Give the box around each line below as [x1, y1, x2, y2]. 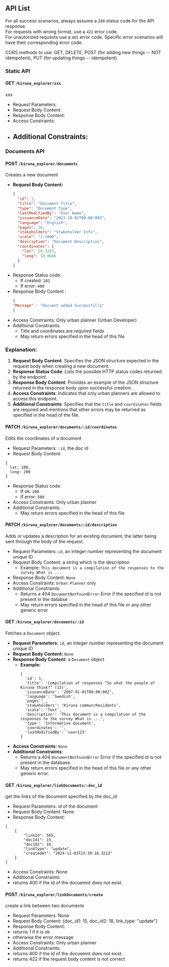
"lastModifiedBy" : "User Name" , [17, 211, 86, 216]
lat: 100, [10, 465, 31, 470]
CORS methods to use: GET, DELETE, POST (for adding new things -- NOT [5, 49, 161, 55]
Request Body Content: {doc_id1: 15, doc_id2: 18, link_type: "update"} [12, 918, 158, 924]
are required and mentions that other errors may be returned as [12, 406, 146, 413]
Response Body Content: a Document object [12, 656, 104, 662]
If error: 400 [20, 283, 45, 289]
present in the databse [20, 596, 68, 602]
